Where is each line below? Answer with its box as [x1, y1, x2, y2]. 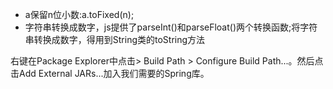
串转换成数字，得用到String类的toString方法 [24, 34, 206, 45]
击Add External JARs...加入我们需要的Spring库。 [10, 68, 210, 79]
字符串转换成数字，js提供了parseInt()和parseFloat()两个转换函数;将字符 [24, 21, 318, 33]
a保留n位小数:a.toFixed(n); [24, 9, 135, 20]
